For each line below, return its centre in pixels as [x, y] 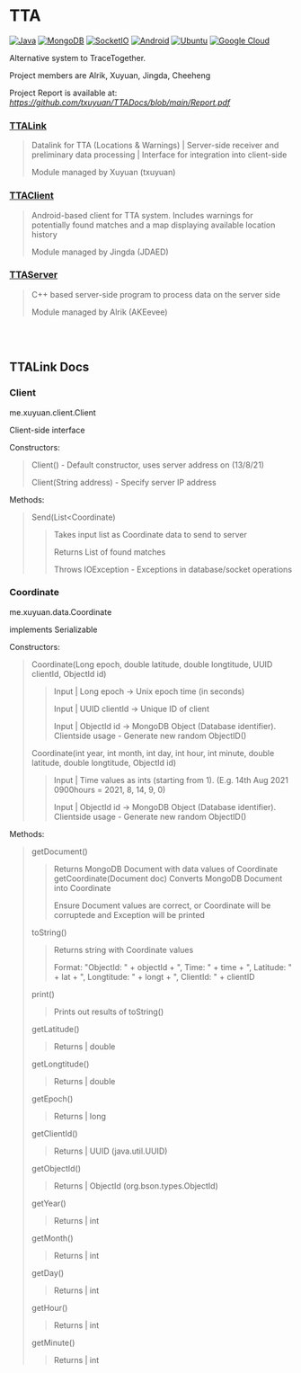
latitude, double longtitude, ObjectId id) [104, 762]
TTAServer [34, 275]
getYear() [49, 1203]
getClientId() [54, 1133]
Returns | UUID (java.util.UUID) [111, 1151]
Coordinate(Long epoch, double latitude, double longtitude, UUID [152, 664]
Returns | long [80, 1116]
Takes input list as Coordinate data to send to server [150, 534]
